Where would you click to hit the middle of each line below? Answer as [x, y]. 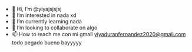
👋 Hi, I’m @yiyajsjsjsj [37, 9]
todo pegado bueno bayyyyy [47, 43]
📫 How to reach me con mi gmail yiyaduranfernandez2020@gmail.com [99, 34]
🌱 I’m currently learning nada [47, 21]
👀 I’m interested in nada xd [44, 15]
